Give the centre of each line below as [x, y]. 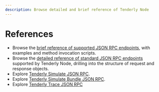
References [29, 34]
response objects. [31, 68]
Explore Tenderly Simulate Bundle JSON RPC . [59, 79]
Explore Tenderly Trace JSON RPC [47, 84]
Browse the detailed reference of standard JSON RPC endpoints [78, 58]
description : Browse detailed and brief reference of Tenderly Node [77, 10]
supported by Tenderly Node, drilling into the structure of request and [83, 63]
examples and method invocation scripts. [54, 53]
